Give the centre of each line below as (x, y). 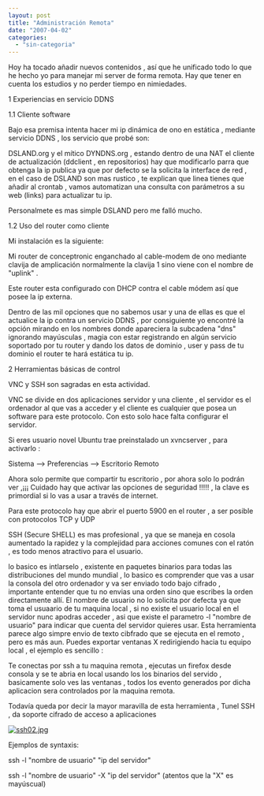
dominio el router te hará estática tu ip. (71, 354)
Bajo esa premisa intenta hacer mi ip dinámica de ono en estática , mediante (132, 130)
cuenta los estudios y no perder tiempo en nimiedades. (98, 84)
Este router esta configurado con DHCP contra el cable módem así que (123, 288)
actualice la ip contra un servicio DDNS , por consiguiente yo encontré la (126, 321)
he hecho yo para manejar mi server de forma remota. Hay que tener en (125, 76)
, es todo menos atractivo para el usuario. (76, 552)
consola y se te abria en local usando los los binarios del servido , (115, 674)
